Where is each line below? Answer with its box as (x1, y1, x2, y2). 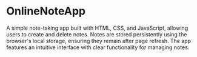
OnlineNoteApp (6, 4, 86, 18)
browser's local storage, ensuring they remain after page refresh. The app (6, 37, 192, 44)
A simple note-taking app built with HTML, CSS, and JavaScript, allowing (6, 24, 189, 32)
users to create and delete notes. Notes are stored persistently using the (6, 30, 187, 38)
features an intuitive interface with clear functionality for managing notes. (6, 44, 190, 51)
